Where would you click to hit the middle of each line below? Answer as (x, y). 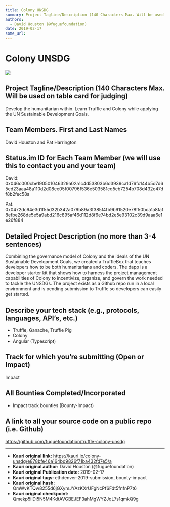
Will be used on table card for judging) (67, 96)
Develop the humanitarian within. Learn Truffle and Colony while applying (82, 108)
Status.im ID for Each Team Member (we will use (83, 158)
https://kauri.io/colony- (77, 456)
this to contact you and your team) (61, 166)
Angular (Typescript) (34, 341)
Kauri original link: (32, 456)
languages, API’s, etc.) (42, 318)
